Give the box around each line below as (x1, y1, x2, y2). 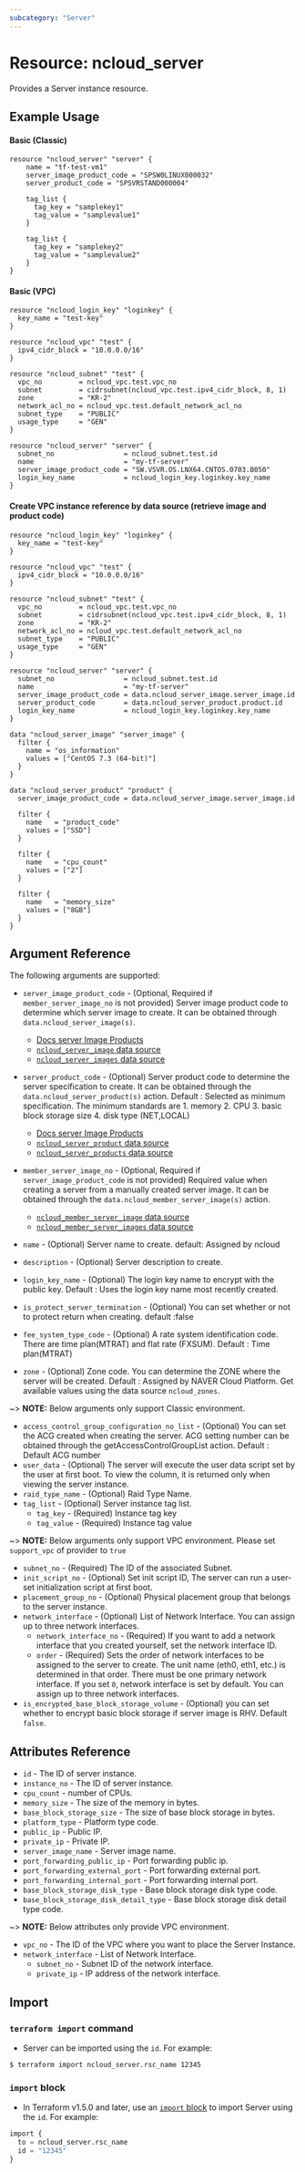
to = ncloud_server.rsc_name (17, 2138, 128, 2147)
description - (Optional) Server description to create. (22, 1257, 223, 1268)
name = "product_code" (25, 818, 120, 827)
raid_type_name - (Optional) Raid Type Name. (22, 1488, 192, 1499)
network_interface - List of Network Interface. (22, 1949, 197, 1960)
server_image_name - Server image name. (22, 1846, 177, 1857)
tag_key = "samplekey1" (33, 202, 125, 212)
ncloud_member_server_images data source (36, 1221, 194, 1232)
